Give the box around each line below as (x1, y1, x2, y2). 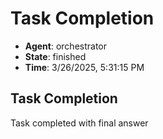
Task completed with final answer (10, 117, 149, 129)
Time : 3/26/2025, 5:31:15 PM (24, 61, 145, 73)
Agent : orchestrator (24, 40, 108, 52)
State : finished (24, 50, 87, 62)
